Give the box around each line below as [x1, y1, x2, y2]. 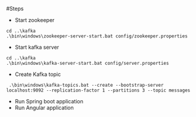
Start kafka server [14, 44, 60, 50]
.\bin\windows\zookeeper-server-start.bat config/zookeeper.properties [6, 33, 188, 39]
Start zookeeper [14, 17, 55, 23]
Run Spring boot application [14, 98, 83, 105]
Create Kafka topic [14, 71, 61, 78]
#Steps [6, 5, 24, 12]
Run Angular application [14, 104, 74, 111]
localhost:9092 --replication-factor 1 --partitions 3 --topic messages [6, 87, 191, 93]
